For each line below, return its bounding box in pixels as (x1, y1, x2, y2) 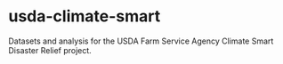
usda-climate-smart (8, 6, 161, 27)
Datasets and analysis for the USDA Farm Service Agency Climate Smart (8, 36, 274, 46)
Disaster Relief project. (8, 44, 93, 55)
